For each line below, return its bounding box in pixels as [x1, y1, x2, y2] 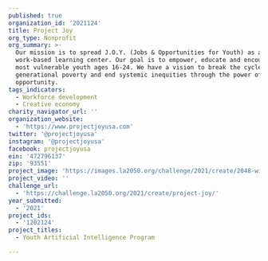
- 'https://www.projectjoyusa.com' [15, 123, 134, 130]
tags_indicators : [8, 85, 66, 94]
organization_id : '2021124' [8, 19, 102, 27]
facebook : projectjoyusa [8, 145, 91, 153]
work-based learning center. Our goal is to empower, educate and [15, 56, 241, 64]
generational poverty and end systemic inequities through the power [15, 71, 251, 79]
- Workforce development [15, 93, 98, 101]
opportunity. [15, 78, 59, 86]
